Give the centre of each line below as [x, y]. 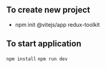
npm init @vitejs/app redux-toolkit [57, 24]
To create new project [48, 10]
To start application [44, 44]
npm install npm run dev [37, 59]
